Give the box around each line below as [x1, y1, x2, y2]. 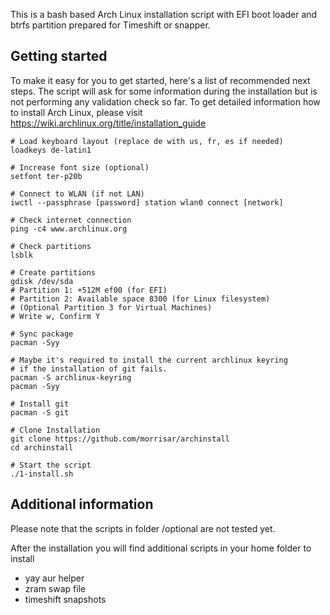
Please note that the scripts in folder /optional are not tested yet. [10, 522, 276, 534]
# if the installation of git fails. [10, 364, 168, 374]
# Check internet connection [10, 215, 132, 225]
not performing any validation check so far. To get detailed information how [10, 95, 321, 108]
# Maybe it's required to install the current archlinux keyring [10, 355, 288, 365]
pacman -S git [10, 407, 70, 418]
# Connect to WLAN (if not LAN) [10, 189, 145, 199]
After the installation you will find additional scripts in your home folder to [10, 542, 312, 554]
